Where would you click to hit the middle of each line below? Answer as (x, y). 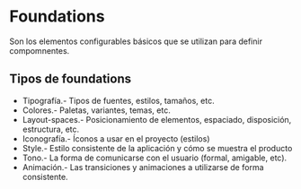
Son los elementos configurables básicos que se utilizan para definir (136, 41)
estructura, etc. (51, 129)
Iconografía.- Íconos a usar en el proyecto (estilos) (116, 138)
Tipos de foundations (71, 79)
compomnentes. (40, 50)
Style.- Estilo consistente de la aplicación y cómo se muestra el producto (157, 148)
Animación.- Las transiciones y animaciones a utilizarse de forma (143, 167)
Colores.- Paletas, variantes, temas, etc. (96, 110)
